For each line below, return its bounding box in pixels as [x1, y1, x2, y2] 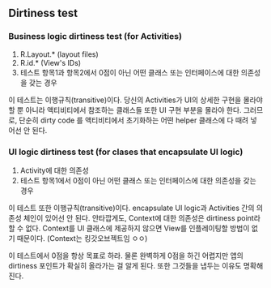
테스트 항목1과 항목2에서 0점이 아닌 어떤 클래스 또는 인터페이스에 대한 [19, 67, 239, 77]
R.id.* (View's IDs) [19, 58, 82, 67]
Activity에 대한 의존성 [19, 165, 89, 175]
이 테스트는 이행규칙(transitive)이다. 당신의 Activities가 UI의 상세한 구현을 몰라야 [8, 95, 263, 105]
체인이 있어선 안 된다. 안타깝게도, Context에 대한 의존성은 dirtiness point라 [23, 213, 261, 222]
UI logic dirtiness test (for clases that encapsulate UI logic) [8, 146, 243, 157]
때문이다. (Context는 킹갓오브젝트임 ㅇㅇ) [16, 233, 148, 243]
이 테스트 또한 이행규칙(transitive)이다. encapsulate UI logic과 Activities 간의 [8, 203, 255, 213]
